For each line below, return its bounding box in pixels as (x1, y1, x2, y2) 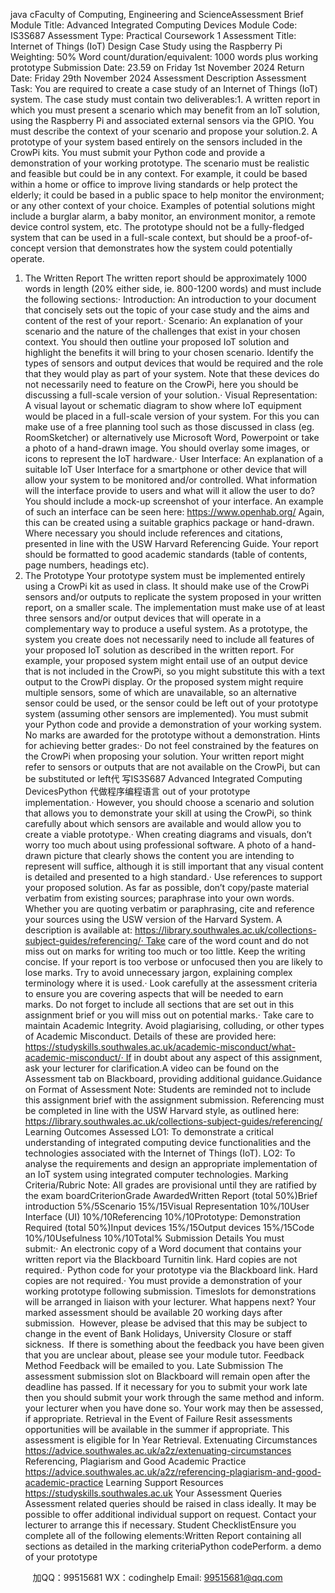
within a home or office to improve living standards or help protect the (10, 179, 298, 190)
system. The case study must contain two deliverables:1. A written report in (10, 94, 321, 105)
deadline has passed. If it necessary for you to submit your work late (24, 1381, 308, 1393)
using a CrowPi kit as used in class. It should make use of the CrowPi (24, 580, 310, 592)
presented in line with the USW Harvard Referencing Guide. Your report (24, 538, 319, 549)
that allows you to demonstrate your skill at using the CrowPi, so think (24, 807, 312, 819)
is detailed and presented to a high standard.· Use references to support (24, 871, 323, 883)
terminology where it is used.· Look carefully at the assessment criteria (24, 977, 318, 989)
